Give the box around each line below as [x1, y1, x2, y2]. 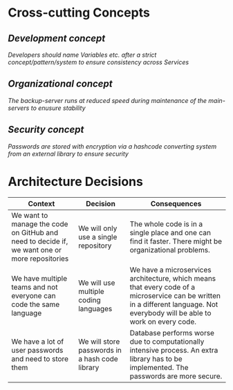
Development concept [8, 32, 106, 44]
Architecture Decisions [8, 174, 144, 189]
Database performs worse [129, 328, 215, 337]
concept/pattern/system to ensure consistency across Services [8, 58, 189, 66]
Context [28, 198, 55, 208]
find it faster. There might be [129, 236, 223, 246]
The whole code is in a [129, 219, 203, 229]
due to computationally [129, 337, 205, 346]
